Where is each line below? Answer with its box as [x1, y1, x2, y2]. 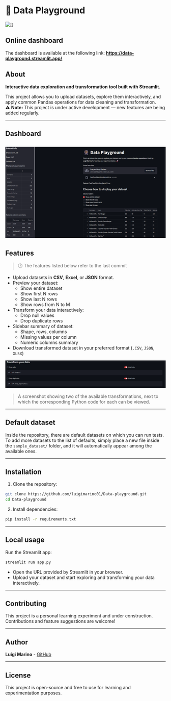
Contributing [5, 599, 47, 608]
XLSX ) [12, 350, 24, 357]
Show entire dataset [20, 285, 63, 291]
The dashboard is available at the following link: [5, 49, 105, 56]
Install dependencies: [12, 506, 58, 512]
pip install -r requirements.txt [5, 517, 76, 522]
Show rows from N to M [20, 302, 70, 308]
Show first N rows [20, 291, 58, 297]
